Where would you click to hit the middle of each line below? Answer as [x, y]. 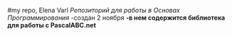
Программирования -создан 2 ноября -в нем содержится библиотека [116, 18]
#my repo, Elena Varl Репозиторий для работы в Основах [94, 10]
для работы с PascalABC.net [52, 25]
